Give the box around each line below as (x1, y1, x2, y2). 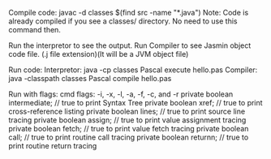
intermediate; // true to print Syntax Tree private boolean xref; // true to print (8, 98, 263, 107)
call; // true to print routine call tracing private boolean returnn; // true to (8, 132, 249, 142)
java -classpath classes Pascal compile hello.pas (8, 74, 172, 83)
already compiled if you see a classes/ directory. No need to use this (8, 16, 238, 26)
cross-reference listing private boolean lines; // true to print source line (8, 106, 246, 116)
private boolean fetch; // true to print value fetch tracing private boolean (8, 124, 249, 133)
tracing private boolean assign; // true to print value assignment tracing (8, 115, 247, 125)
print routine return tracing (8, 141, 97, 150)
